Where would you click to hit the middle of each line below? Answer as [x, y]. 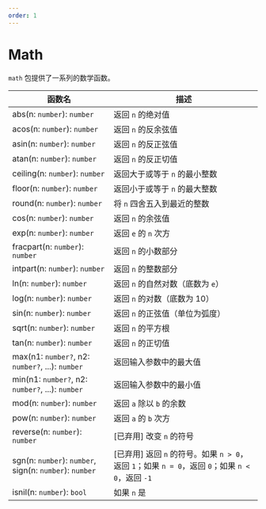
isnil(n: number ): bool [49, 492]
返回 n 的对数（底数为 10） [163, 298]
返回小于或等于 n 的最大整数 [165, 188]
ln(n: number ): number [49, 283]
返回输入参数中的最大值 [158, 362]
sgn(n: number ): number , [54, 460]
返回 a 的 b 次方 [142, 418]
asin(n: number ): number [54, 143]
